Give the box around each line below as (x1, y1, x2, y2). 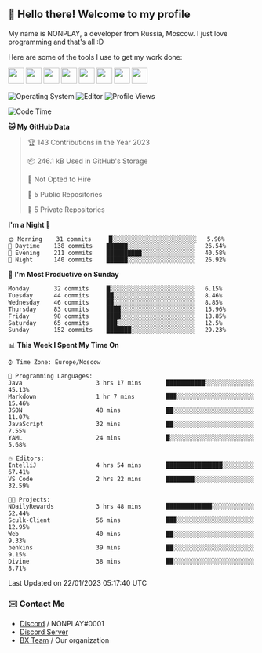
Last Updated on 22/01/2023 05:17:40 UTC (8, 578, 147, 587)
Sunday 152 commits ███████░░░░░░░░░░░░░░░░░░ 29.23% (8, 326, 226, 334)
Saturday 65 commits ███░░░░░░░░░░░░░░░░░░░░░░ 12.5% (8, 319, 223, 326)
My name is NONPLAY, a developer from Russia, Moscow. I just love (8, 28, 228, 38)
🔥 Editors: (8, 454, 45, 462)
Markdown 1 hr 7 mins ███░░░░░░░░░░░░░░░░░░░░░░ (8, 392, 255, 400)
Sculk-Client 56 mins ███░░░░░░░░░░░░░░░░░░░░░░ (8, 516, 255, 524)
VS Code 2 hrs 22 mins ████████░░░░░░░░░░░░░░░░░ (8, 475, 255, 483)
